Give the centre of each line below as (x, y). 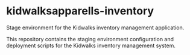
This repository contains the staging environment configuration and (90, 39)
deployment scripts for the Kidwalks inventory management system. (91, 45)
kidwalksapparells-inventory (80, 11)
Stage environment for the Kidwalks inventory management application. (95, 27)
